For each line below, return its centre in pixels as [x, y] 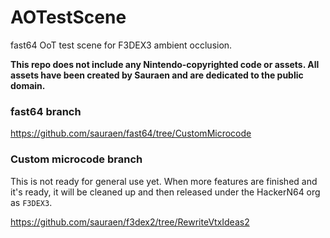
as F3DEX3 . [31, 202]
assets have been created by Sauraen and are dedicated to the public [157, 75]
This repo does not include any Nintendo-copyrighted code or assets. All [165, 64]
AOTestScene [68, 17]
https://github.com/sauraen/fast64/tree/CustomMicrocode [131, 133]
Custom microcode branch [76, 159]
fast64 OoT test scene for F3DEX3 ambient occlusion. [121, 45]
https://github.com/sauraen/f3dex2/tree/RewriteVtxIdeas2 [130, 222]
